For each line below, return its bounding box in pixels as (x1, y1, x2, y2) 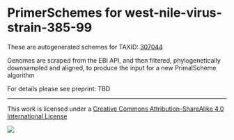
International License (7, 111, 68, 120)
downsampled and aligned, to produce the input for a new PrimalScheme (7, 63, 217, 72)
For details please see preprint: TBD (7, 84, 111, 93)
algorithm (7, 71, 35, 79)
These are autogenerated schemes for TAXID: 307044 (7, 42, 164, 51)
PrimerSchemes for (7, 5, 123, 21)
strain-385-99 (7, 20, 93, 36)
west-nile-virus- (125, 5, 223, 21)
